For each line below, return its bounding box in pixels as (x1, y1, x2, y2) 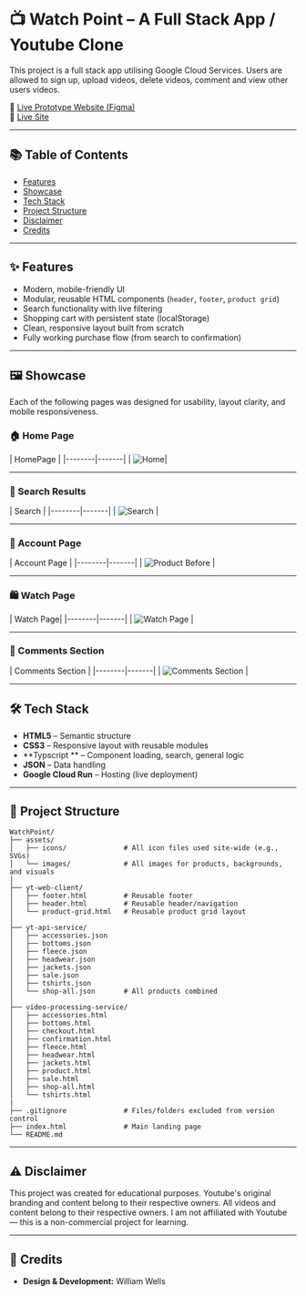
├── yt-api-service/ (9, 923, 88, 933)
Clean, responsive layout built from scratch (22, 322, 185, 333)
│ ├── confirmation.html (9, 1035, 112, 1044)
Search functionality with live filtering (22, 303, 163, 314)
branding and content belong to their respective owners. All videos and (9, 1198, 276, 1209)
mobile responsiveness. (9, 406, 98, 417)
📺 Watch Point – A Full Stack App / (9, 9, 276, 30)
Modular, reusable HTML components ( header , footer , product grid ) (22, 293, 280, 304)
